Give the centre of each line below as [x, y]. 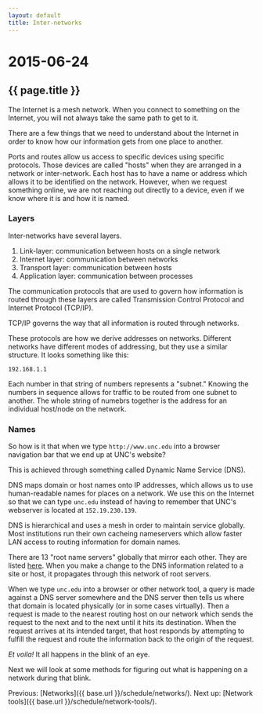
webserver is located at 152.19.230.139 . [72, 510]
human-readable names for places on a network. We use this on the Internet [131, 494]
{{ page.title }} [44, 91]
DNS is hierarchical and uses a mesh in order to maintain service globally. [127, 525]
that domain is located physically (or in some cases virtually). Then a [119, 606]
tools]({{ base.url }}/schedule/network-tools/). [83, 702]
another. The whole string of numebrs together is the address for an [118, 400]
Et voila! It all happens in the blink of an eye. [79, 654]
